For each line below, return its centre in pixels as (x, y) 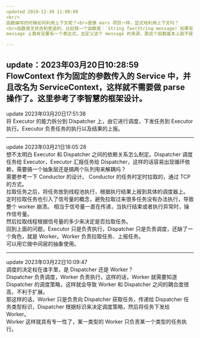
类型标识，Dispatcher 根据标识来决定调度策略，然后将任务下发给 (90, 306)
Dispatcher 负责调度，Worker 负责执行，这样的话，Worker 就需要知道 (92, 277)
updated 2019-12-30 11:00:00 (42, 12)
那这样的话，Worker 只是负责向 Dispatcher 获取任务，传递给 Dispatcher (94, 299)
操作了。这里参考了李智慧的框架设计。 (76, 98)
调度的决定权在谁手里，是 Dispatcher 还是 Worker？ (70, 269)
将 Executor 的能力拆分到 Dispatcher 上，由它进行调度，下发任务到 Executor (100, 121)
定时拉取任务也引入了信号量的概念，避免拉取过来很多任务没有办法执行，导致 (100, 199)
